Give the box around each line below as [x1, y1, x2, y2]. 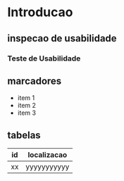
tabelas [7, 129, 41, 141]
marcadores [7, 75, 62, 87]
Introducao [7, 4, 73, 20]
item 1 [17, 94, 35, 102]
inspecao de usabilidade [7, 32, 118, 44]
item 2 [17, 101, 37, 110]
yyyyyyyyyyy [25, 162, 70, 172]
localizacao [27, 150, 68, 160]
